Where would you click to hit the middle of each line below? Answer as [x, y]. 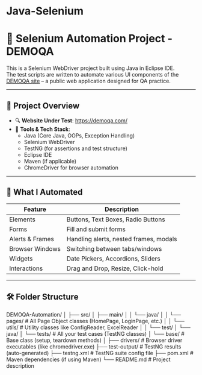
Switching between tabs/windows [114, 248]
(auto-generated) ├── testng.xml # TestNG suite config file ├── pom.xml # [100, 353]
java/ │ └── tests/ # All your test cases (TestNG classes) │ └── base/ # [96, 333]
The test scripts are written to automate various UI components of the [93, 75]
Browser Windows [35, 248]
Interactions [26, 268]
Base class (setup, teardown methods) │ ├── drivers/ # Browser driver [94, 340]
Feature [35, 209]
